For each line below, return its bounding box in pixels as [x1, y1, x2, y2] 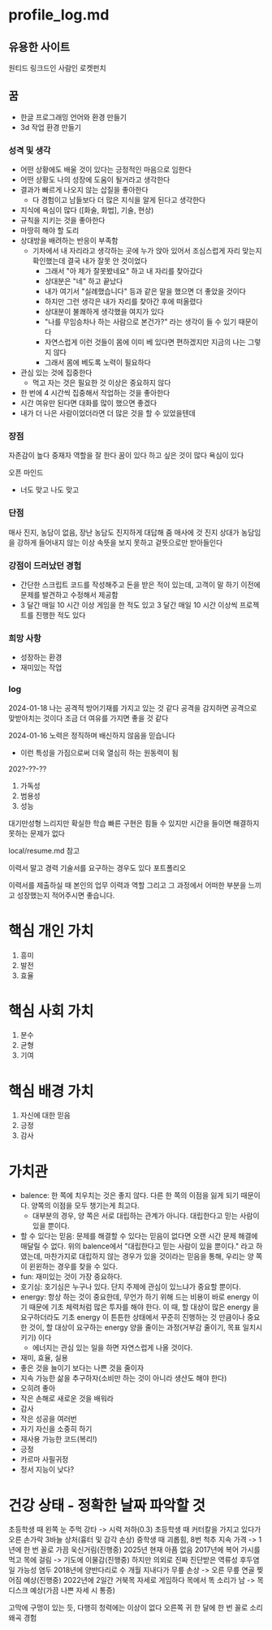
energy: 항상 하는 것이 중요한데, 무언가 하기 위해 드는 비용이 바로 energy [19, 1292, 251, 1302]
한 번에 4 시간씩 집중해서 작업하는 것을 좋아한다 [19, 388, 171, 398]
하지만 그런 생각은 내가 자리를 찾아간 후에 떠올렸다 [44, 296, 203, 306]
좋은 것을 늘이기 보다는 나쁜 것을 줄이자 [19, 1363, 145, 1373]
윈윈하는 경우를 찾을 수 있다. [28, 1261, 118, 1272]
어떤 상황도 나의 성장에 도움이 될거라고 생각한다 [19, 175, 171, 184]
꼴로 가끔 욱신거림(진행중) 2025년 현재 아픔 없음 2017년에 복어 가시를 [40, 1545, 261, 1554]
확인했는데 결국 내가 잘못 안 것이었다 [32, 256, 148, 266]
